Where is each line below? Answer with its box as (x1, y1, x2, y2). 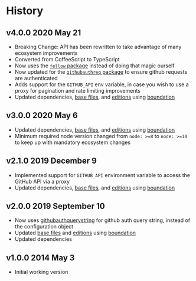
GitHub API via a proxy (14, 178, 70, 185)
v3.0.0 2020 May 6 (6, 110, 78, 120)
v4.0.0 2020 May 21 (6, 28, 81, 38)
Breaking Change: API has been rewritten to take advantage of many (14, 43, 182, 50)
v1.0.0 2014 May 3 (6, 253, 75, 263)
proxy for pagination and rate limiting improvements (14, 87, 141, 94)
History (6, 4, 44, 18)
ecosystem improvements (14, 50, 78, 57)
